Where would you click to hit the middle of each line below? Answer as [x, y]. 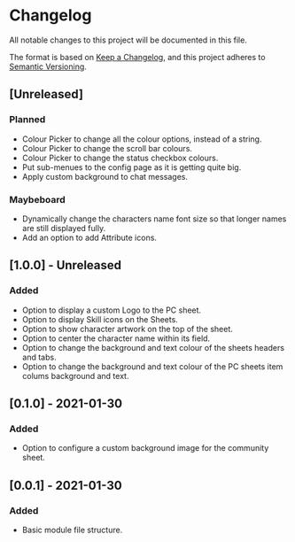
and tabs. [39, 357]
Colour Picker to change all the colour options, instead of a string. [142, 139]
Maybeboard [37, 199]
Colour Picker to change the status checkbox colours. [120, 158]
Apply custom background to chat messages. [105, 176]
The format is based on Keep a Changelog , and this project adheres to [137, 57]
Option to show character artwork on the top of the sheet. [127, 329]
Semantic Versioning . [48, 66]
